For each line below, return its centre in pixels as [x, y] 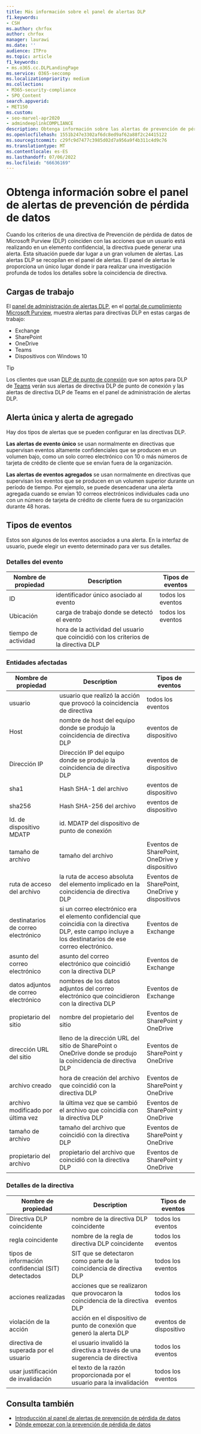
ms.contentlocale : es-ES [37, 151]
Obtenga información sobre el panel [97, 192]
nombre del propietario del [96, 1018]
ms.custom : [20, 112]
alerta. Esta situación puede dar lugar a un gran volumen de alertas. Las [95, 254]
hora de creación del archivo [99, 1078]
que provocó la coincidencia [99, 703]
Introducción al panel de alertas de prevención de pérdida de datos [98, 1418]
